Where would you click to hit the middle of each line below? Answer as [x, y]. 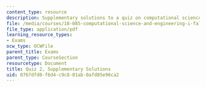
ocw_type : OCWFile [30, 47]
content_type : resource [37, 12]
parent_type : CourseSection [42, 58]
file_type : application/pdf [42, 29]
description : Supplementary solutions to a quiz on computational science [104, 18]
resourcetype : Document [37, 63]
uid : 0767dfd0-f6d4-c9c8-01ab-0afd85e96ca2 [63, 75]
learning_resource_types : [39, 35]
